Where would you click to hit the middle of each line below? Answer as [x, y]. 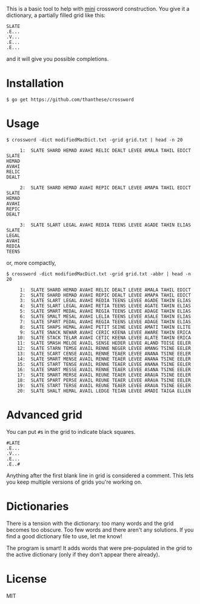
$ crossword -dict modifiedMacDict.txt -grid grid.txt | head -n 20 [95, 140]
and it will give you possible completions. [58, 59]
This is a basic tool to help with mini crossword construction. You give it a [98, 9]
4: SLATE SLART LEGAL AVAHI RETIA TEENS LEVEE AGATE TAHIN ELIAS [105, 306]
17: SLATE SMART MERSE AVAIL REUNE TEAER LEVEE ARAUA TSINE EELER [104, 375]
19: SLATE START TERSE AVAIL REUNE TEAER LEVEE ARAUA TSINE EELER [104, 385]
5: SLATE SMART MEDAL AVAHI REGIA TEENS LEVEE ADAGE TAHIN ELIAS [105, 311]
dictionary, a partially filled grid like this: [56, 15]
